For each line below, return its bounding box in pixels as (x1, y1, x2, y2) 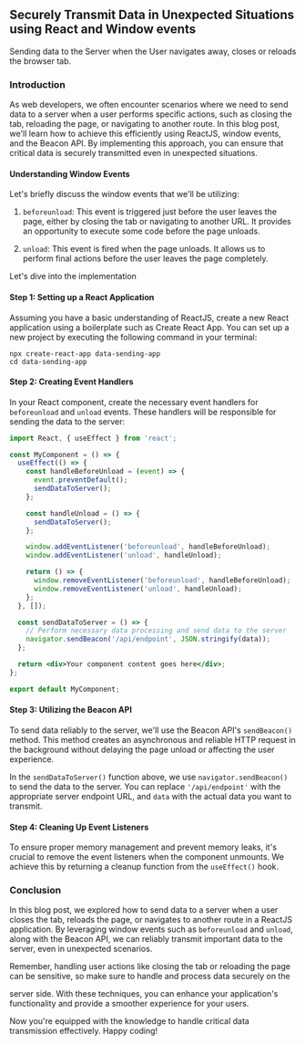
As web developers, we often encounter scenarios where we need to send (9, 99, 289, 110)
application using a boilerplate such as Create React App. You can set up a (9, 321, 290, 332)
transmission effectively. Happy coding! (9, 1026, 158, 1037)
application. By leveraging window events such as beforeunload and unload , (9, 924, 293, 935)
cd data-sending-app (9, 357, 88, 366)
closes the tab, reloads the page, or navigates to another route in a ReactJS (9, 914, 293, 925)
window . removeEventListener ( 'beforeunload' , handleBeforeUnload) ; (33, 576, 291, 585)
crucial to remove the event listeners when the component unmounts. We (9, 852, 285, 862)
